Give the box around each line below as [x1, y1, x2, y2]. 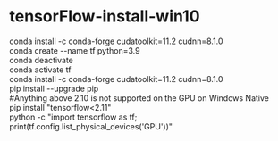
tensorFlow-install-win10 [9, 6, 200, 27]
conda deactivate [9, 54, 74, 65]
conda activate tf [9, 64, 72, 75]
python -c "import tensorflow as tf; [9, 112, 138, 122]
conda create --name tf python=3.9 [9, 45, 140, 55]
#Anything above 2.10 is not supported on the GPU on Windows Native [9, 92, 270, 104]
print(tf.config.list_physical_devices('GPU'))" [9, 120, 173, 131]
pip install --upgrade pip [9, 83, 99, 94]
